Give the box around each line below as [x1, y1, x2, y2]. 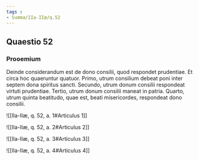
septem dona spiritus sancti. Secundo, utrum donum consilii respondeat [6, 81, 185, 88]
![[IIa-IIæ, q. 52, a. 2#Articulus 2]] [6, 124, 90, 131]
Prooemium [6, 55, 41, 63]
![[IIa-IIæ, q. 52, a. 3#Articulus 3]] [6, 135, 90, 143]
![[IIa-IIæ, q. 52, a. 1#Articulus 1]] [6, 112, 87, 119]
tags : [6, 8, 23, 15]
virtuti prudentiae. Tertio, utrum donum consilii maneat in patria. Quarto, [6, 88, 185, 95]
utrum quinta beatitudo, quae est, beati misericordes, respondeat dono [6, 94, 182, 101]
